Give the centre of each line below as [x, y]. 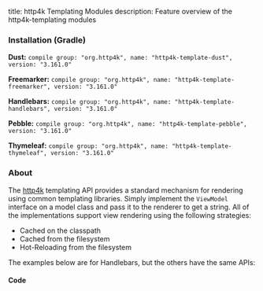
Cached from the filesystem [65, 238]
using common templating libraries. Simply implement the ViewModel [118, 198]
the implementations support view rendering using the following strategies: [130, 215]
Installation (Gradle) [47, 40]
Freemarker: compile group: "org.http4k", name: [90, 79]
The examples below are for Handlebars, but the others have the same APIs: [132, 262]
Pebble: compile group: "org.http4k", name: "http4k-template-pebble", [128, 123]
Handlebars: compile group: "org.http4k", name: [90, 101]
